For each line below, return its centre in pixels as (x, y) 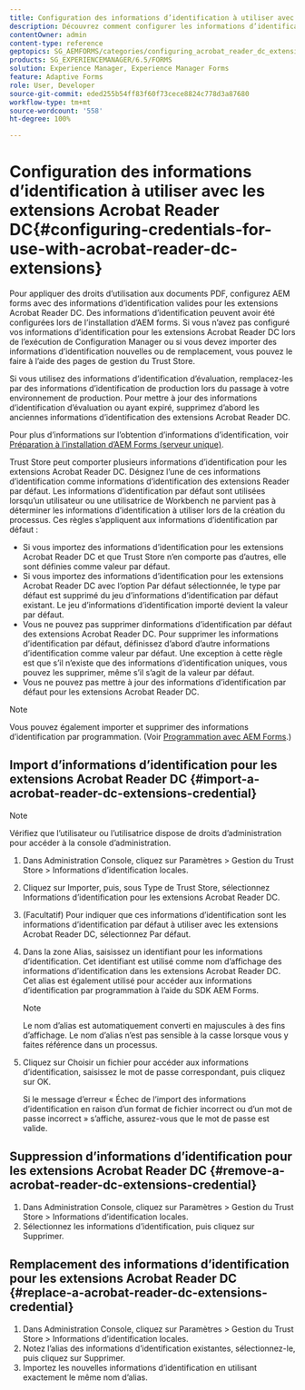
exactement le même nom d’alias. (85, 1377)
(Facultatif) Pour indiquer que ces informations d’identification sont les (154, 914)
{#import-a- (225, 779)
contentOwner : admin (49, 35)
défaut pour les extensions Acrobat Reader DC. (111, 692)
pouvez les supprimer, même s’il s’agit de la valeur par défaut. (138, 673)
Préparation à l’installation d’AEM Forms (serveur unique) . (117, 445)
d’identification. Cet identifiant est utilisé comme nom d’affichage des (152, 961)
